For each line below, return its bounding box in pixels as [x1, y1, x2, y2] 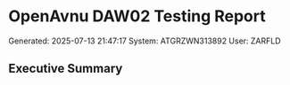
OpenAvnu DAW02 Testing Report [8, 6, 266, 27]
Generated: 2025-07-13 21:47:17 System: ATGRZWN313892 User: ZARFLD [8, 35, 282, 46]
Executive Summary [8, 61, 123, 76]
